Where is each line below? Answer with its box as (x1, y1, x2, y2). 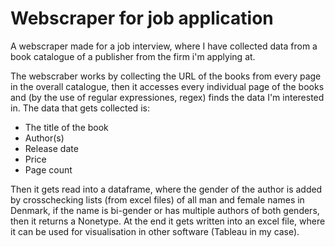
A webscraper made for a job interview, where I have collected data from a (10, 40, 318, 52)
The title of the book (24, 121, 109, 133)
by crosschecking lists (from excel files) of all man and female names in (10, 193, 305, 206)
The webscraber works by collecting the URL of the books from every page (10, 70, 322, 82)
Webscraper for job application (10, 7, 274, 30)
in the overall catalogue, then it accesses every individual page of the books (10, 80, 325, 92)
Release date (24, 142, 79, 154)
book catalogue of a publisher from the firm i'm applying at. (10, 50, 256, 62)
